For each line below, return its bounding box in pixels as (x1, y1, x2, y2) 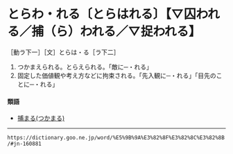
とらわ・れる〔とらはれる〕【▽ (7, 6, 184, 22)
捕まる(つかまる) (17, 114, 65, 122)
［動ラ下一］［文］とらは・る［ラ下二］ (7, 48, 120, 56)
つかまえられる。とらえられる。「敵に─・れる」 (17, 62, 153, 71)
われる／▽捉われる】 (80, 24, 201, 40)
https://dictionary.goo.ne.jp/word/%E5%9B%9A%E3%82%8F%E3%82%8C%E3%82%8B (7, 135, 225, 142)
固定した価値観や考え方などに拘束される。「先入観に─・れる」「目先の (17, 71, 216, 80)
